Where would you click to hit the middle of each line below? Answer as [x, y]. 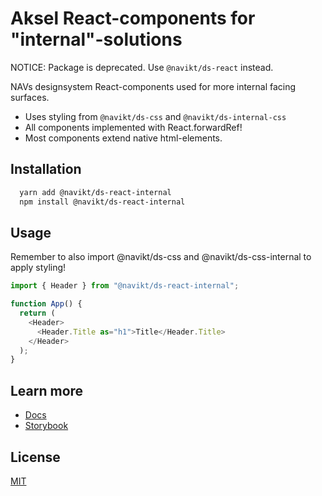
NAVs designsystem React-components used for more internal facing [153, 86]
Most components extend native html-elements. [123, 138]
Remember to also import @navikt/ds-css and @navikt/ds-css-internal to [161, 257]
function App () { [46, 304]
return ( [37, 313]
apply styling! [38, 268]
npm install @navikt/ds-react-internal [102, 202]
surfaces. [30, 97]
